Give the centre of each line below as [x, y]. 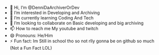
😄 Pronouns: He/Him [31, 36]
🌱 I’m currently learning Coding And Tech [52, 18]
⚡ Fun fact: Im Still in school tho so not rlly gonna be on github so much [82, 41]
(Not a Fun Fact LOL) [31, 48]
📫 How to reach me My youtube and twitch [54, 28]
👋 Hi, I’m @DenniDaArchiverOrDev [45, 8]
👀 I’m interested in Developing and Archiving [55, 13]
